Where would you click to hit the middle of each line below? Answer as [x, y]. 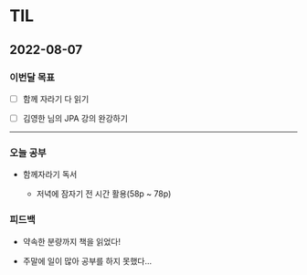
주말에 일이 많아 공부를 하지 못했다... [87, 260]
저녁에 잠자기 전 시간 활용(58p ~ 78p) [104, 194]
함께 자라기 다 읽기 [56, 99]
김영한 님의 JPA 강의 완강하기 [75, 118]
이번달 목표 [32, 77]
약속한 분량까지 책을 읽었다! [72, 241]
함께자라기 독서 [50, 175]
